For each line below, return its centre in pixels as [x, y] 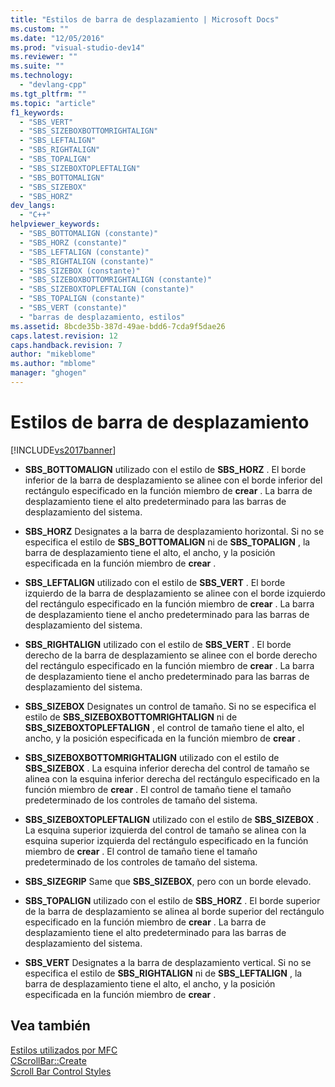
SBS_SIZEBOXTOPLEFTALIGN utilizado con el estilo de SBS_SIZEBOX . [172, 819]
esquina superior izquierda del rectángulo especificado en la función [166, 840]
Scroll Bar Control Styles [61, 1071]
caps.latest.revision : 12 [64, 336]
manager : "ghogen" [48, 373]
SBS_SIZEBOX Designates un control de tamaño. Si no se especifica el [170, 706]
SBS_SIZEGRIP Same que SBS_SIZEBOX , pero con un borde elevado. [168, 881]
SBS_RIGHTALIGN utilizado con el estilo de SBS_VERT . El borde [158, 644]
